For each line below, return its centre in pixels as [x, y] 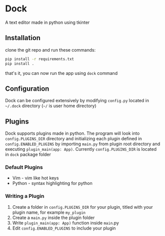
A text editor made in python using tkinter [48, 22]
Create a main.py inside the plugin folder [54, 217]
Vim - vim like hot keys [35, 178]
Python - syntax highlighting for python [52, 183]
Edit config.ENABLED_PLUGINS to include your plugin [64, 228]
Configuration [27, 88]
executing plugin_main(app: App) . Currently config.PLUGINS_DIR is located [81, 149]
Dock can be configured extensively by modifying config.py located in [77, 101]
